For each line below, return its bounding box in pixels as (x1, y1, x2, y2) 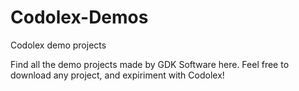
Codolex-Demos (10, 6, 149, 29)
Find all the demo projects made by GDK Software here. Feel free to (10, 58, 290, 70)
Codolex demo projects (10, 39, 107, 51)
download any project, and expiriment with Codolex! (10, 69, 225, 81)
